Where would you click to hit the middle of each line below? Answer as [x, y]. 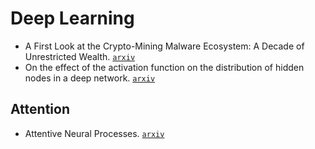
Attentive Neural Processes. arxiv [94, 133]
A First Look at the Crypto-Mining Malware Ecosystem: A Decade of [164, 46]
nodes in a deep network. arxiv [90, 78]
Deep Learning [72, 18]
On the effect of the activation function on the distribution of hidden [164, 67]
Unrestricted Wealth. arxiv [80, 56]
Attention [40, 109]
